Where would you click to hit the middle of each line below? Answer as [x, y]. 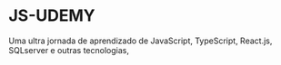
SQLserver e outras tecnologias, [69, 50]
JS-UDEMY [52, 16]
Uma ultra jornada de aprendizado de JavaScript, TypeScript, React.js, [140, 41]
